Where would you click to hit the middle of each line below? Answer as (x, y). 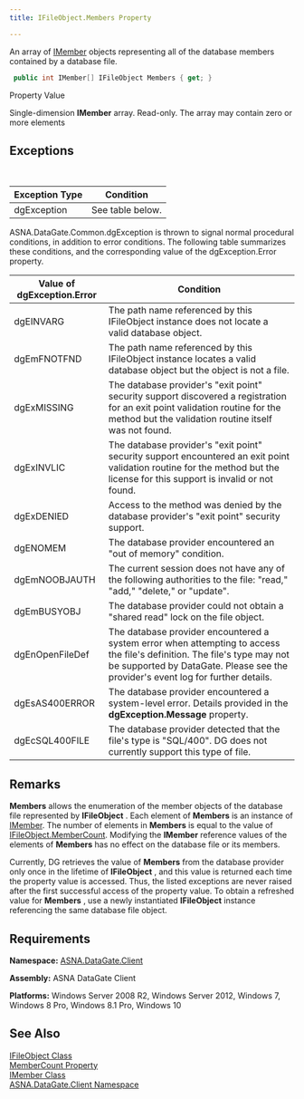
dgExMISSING (44, 408)
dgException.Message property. (178, 715)
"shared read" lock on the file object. (186, 617)
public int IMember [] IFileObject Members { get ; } (113, 78)
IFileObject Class (41, 1056)
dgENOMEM (40, 548)
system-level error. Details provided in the (198, 703)
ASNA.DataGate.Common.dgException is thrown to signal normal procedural (152, 233)
